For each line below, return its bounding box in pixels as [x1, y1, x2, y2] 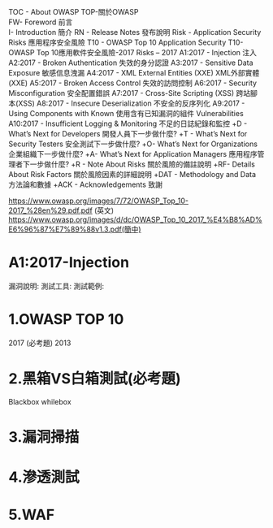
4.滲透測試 [8, 468, 80, 487]
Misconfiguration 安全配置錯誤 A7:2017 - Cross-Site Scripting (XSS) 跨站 [8, 89, 251, 97]
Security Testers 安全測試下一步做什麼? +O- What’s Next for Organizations [8, 139, 258, 149]
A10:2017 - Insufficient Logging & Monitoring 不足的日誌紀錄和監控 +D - [8, 119, 248, 128]
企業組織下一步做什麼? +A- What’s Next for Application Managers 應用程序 [8, 149, 258, 158]
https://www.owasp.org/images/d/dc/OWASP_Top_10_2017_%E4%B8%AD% [8, 214, 262, 224]
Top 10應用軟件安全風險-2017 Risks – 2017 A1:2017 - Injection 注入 [36, 48, 258, 57]
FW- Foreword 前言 [8, 17, 73, 27]
